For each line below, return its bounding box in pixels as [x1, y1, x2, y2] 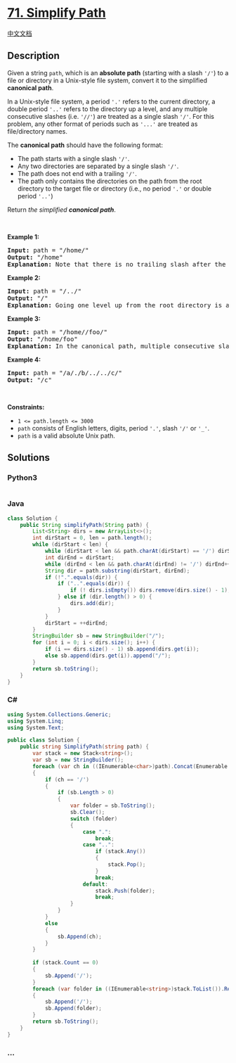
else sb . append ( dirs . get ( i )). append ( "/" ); [44, 652, 171, 659]
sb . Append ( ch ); [57, 933, 102, 940]
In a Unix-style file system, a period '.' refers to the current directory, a [7, 97, 216, 106]
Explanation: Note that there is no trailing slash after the [7, 260, 226, 268]
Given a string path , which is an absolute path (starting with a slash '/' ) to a [7, 68, 229, 77]
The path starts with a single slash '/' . [17, 154, 130, 163]
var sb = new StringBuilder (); [32, 756, 124, 764]
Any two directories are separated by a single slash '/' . [17, 162, 179, 170]
